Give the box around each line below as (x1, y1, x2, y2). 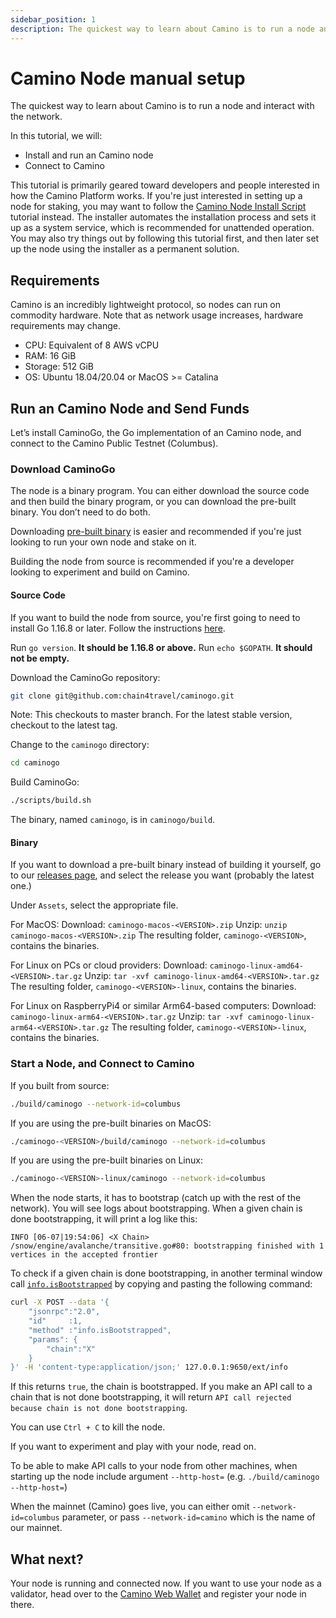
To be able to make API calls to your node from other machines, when (10, 1460, 298, 1472)
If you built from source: (10, 1079, 110, 1091)
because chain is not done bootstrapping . (10, 1402, 188, 1414)
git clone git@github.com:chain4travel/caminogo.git (10, 691, 235, 701)
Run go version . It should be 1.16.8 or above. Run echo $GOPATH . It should (10, 641, 313, 653)
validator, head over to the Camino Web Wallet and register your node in (10, 1588, 307, 1600)
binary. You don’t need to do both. (10, 506, 151, 518)
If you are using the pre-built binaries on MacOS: (10, 1117, 212, 1129)
